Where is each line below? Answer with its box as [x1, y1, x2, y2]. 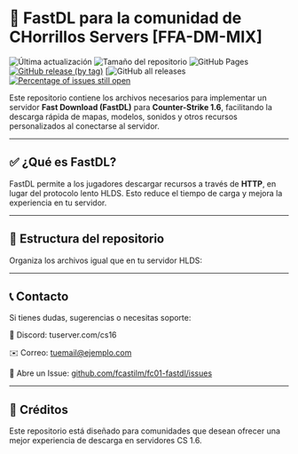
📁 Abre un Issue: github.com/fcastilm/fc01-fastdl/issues [9, 368, 213, 378]
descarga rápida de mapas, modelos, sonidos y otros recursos [9, 111, 238, 122]
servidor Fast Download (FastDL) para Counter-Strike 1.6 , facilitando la [9, 101, 273, 112]
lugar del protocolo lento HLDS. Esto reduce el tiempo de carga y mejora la [9, 187, 283, 198]
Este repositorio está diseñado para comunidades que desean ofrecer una [9, 426, 281, 436]
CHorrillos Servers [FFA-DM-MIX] [9, 27, 263, 47]
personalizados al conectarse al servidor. [9, 120, 160, 131]
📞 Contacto [9, 289, 69, 304]
